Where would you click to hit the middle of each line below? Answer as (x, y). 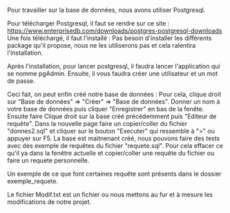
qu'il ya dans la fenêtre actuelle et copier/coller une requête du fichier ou (111, 153)
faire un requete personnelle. (48, 160)
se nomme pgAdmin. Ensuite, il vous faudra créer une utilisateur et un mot (113, 73)
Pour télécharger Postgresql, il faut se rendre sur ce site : (88, 23)
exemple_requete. (33, 181)
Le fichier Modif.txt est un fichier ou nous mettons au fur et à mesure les (110, 194)
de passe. (21, 81)
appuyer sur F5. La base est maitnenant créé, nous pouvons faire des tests (114, 138)
